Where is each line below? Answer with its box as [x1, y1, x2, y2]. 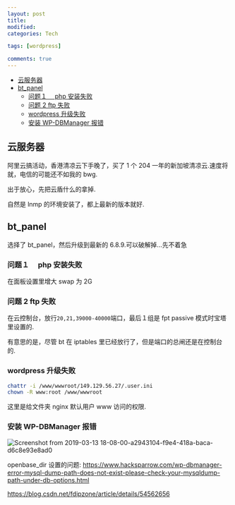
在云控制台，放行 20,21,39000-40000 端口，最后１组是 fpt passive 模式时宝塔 [7, 314, 227, 322]
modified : [7, 23, 37, 30]
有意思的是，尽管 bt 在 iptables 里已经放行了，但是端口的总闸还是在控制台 [7, 338, 222, 346]
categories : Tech [7, 30, 59, 37]
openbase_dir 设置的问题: [7, 460, 82, 469]
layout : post [7, 10, 46, 18]
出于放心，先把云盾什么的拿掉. [7, 185, 97, 193]
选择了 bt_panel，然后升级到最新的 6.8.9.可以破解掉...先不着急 [7, 241, 187, 249]
